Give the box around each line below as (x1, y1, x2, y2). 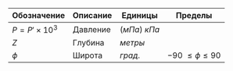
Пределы (175, 10, 213, 20)
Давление (73, 23, 111, 34)
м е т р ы (120, 37, 145, 48)
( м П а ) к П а (120, 23, 160, 34)
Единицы (121, 10, 158, 20)
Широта (73, 50, 103, 61)
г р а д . (120, 50, 141, 61)
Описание (73, 10, 113, 20)
